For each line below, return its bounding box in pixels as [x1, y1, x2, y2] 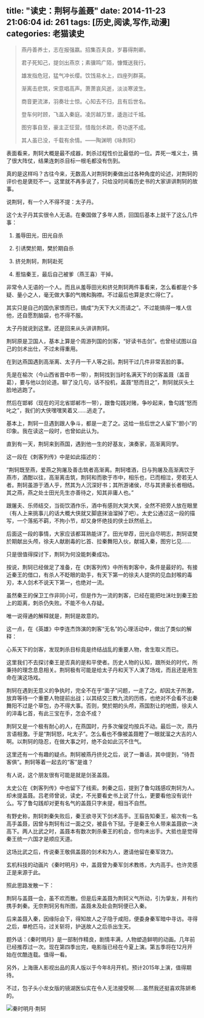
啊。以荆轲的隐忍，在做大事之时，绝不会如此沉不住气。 [6, 737, 144, 745]
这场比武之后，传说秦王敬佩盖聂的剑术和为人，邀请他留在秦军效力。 [6, 848, 177, 855]
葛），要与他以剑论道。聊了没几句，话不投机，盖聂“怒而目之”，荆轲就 [6, 378, 179, 385]
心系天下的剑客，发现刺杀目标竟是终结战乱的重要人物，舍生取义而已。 [6, 645, 182, 653]
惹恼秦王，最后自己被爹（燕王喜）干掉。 [15, 270, 117, 278]
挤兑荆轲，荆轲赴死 [15, 258, 64, 265]
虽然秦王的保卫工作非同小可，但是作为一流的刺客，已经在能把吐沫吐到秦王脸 [6, 591, 198, 599]
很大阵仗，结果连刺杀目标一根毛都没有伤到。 [11, 157, 123, 164]
